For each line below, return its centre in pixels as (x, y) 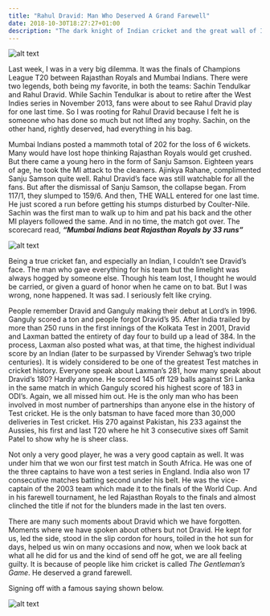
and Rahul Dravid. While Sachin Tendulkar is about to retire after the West (130, 95)
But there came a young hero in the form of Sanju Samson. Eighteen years (131, 162)
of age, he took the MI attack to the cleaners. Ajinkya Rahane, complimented (135, 170)
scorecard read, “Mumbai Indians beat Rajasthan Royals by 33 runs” (126, 230)
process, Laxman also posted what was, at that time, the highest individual (132, 345)
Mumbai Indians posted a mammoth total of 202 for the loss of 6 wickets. (129, 145)
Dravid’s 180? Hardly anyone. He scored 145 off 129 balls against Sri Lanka (132, 380)
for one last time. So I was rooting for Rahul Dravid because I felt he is (124, 112)
